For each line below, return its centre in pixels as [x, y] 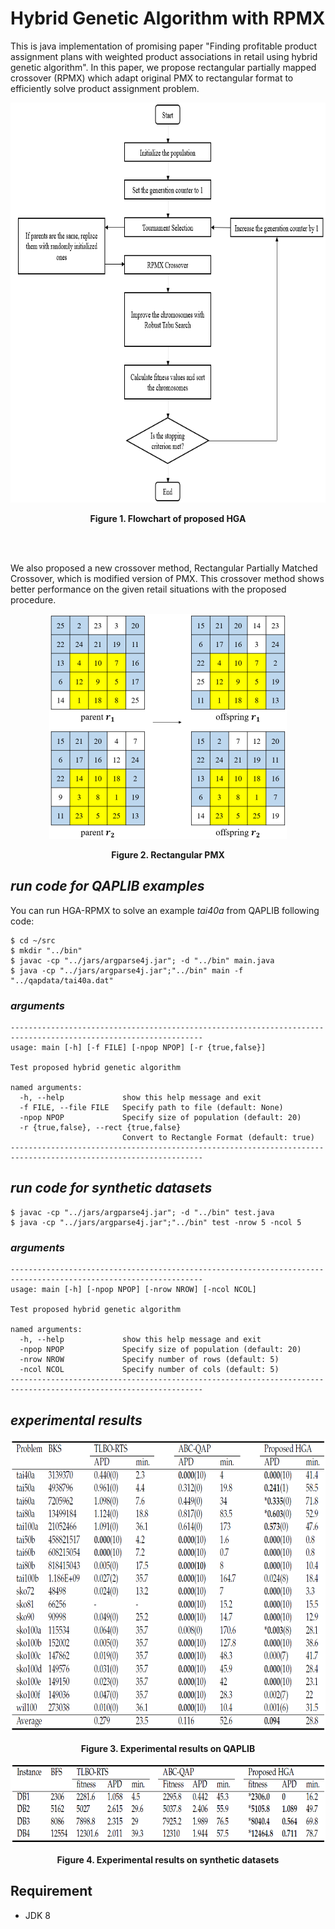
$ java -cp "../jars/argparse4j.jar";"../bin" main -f [127, 970]
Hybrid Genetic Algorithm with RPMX [168, 18]
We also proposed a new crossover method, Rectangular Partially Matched [164, 568]
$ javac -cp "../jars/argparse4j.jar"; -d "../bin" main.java [142, 960]
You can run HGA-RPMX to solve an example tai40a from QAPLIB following [165, 910]
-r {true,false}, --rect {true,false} [100, 1128]
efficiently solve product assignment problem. [105, 88]
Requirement [51, 1891]
